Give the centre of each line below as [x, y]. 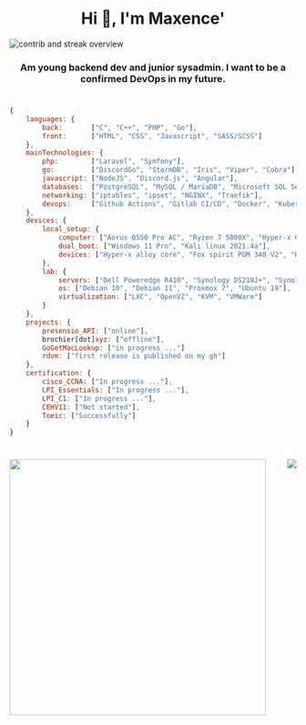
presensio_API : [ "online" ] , [95, 331]
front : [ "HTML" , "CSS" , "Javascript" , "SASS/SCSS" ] [152, 136]
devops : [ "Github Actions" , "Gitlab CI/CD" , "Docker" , [157, 204]
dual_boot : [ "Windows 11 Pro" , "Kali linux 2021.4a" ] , [164, 246]
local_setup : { [71, 230]
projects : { [48, 322]
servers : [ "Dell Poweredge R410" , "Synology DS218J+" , [164, 280]
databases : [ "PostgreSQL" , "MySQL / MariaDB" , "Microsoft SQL [164, 187]
